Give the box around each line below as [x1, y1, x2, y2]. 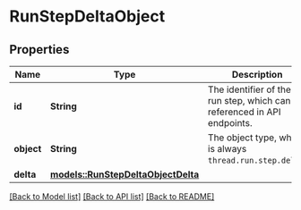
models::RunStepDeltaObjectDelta [50, 168, 200, 181]
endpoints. [207, 117, 253, 129]
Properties [9, 42, 70, 57]
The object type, [207, 131, 278, 144]
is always [207, 143, 247, 155]
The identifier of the [207, 83, 291, 96]
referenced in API [207, 105, 281, 118]
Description [231, 69, 283, 80]
